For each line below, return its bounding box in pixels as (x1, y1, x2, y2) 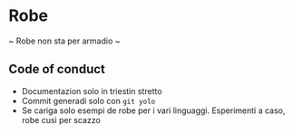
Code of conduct (8, 62, 106, 77)
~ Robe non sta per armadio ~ (8, 35, 121, 46)
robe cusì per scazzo (21, 114, 101, 125)
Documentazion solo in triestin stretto (21, 85, 162, 96)
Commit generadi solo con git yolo (21, 95, 156, 106)
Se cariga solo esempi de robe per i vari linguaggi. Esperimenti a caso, (21, 105, 286, 116)
